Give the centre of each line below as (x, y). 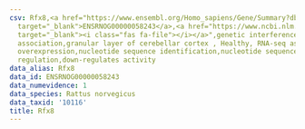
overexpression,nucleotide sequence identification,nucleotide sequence (158, 52)
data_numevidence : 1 (49, 85)
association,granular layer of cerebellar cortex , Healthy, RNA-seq (152, 43)
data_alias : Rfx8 (42, 69)
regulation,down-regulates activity (87, 60)
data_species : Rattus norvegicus (73, 94)
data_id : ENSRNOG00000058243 (64, 77)
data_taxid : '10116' (49, 102)
